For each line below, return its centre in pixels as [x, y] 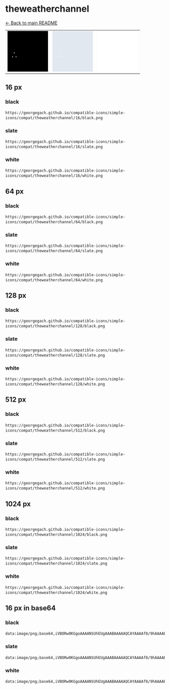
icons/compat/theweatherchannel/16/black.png [54, 118]
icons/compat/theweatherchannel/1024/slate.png [56, 564]
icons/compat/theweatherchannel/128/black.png [55, 326]
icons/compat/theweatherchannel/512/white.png [55, 488]
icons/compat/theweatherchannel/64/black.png [54, 222]
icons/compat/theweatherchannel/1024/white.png [56, 593]
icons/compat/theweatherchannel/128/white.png [55, 384]
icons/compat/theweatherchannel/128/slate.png [55, 355]
